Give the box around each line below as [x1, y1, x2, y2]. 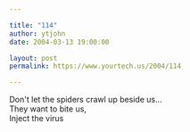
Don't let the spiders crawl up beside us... [9, 95, 162, 105]
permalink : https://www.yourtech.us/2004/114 [9, 62, 181, 71]
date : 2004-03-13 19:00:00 [9, 37, 110, 46]
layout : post [9, 54, 58, 62]
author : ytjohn [9, 29, 66, 38]
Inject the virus [9, 113, 64, 124]
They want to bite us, [9, 103, 87, 114]
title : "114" [9, 21, 58, 29]
